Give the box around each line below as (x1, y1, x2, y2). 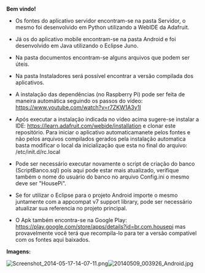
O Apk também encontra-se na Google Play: (15, 217, 128, 223)
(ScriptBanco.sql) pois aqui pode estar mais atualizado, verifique (15, 167, 179, 174)
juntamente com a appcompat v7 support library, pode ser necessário (15, 198, 192, 205)
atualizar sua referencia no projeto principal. (15, 205, 128, 212)
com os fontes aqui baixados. (15, 236, 90, 243)
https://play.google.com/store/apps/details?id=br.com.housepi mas (15, 223, 186, 230)
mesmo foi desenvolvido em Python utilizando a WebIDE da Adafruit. (15, 24, 190, 31)
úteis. (15, 61, 29, 67)
